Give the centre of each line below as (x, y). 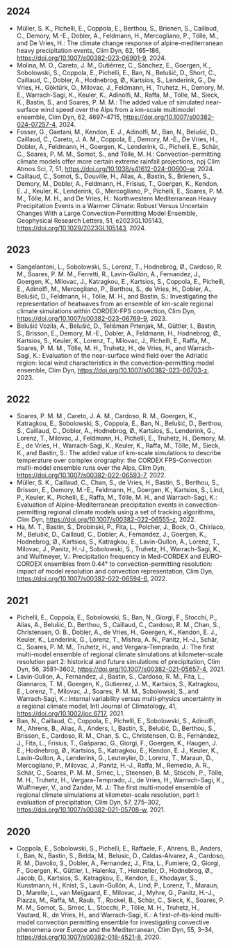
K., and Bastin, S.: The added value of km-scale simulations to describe (119, 453)
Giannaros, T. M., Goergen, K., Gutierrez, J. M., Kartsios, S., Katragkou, (118, 684)
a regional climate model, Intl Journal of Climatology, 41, (97, 706)
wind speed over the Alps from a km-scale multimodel (118, 109)
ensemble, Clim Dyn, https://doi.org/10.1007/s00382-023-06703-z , (113, 370)
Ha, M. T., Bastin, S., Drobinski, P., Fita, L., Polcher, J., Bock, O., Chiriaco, (121, 527)
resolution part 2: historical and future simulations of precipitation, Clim (118, 662)
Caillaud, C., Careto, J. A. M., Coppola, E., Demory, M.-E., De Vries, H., (117, 139)
